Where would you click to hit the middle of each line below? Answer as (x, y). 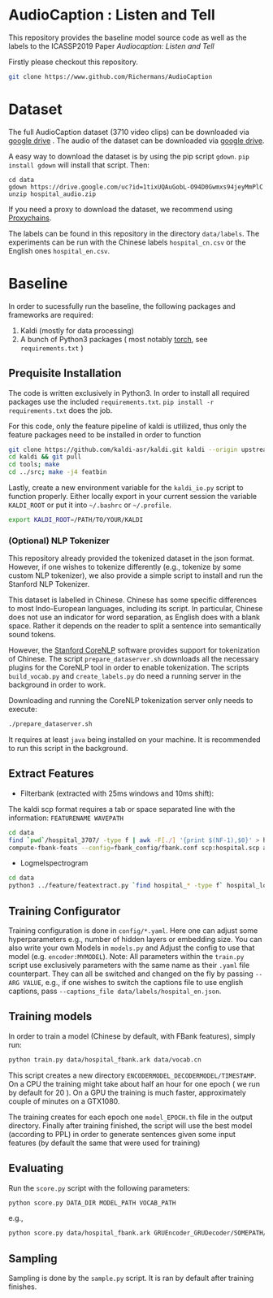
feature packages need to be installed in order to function (105, 434)
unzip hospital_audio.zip (52, 194)
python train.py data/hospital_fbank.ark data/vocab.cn (105, 1059)
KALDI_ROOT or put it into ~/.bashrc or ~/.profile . (90, 505)
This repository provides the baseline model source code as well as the (128, 37)
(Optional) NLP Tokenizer (59, 540)
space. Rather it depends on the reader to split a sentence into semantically (135, 626)
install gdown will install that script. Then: (79, 165)
